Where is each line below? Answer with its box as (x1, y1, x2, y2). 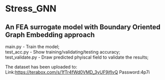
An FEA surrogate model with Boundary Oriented (5, 23, 161, 31)
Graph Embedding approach (5, 30, 95, 39)
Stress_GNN (5, 3, 56, 14)
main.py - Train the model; (5, 44, 60, 50)
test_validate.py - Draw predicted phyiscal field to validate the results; (5, 54, 149, 60)
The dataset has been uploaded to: (5, 64, 77, 70)
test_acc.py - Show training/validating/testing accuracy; (5, 49, 120, 55)
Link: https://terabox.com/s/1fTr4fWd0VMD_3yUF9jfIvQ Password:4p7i (5, 69, 150, 75)
